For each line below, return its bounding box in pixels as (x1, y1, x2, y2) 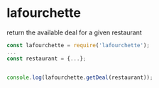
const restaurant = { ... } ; (6, 55, 87, 62)
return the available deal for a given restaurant (6, 28, 143, 37)
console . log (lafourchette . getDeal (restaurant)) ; (6, 74, 153, 81)
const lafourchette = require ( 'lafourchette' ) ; (6, 42, 150, 49)
